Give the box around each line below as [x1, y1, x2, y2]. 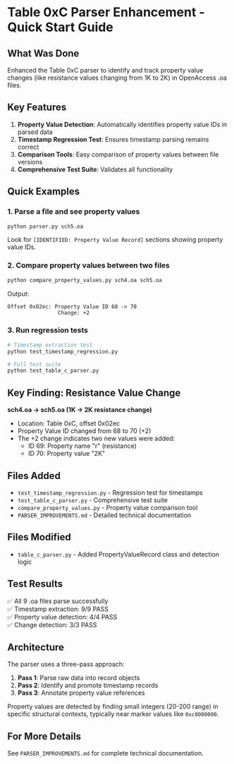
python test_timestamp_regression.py [7, 348, 118, 355]
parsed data [17, 128, 53, 136]
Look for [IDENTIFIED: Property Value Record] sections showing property [7, 236, 223, 244]
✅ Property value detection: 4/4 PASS [7, 612, 118, 621]
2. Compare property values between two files [7, 260, 171, 270]
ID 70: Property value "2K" [27, 449, 106, 458]
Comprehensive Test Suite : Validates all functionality [17, 165, 173, 174]
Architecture [7, 641, 65, 653]
